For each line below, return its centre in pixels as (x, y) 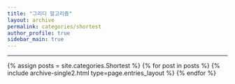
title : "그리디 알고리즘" (40, 14)
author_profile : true (39, 33)
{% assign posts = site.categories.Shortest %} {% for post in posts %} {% (114, 66)
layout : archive (31, 20)
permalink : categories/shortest (54, 26)
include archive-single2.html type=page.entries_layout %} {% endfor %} (112, 73)
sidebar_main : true (36, 40)
